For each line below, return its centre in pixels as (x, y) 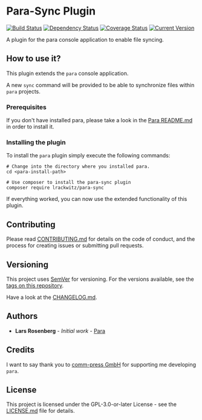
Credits (21, 350)
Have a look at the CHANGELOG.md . (52, 297)
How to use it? (34, 59)
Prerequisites (26, 107)
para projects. (23, 91)
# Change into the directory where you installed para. (78, 167)
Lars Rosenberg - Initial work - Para (60, 330)
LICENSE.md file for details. (41, 411)
